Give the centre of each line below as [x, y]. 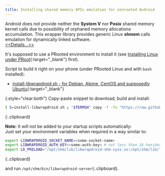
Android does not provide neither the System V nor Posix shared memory [80, 24]
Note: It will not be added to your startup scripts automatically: [69, 126]
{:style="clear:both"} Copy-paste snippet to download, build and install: [78, 98]
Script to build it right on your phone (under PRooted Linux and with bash [79, 69]
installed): [15, 74]
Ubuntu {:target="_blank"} [38, 88]
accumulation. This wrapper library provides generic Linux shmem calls [78, 34]
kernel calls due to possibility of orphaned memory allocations [68, 29]
